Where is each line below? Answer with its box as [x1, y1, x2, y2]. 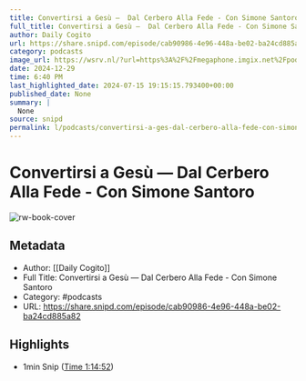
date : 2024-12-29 [9, 65, 76, 74]
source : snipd [9, 115, 64, 124]
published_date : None [9, 89, 92, 98]
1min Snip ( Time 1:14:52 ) [22, 361, 114, 372]
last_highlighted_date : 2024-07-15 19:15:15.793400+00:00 [9, 81, 234, 90]
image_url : [9, 55, 51, 65]
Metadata [9, 238, 66, 254]
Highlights [9, 337, 70, 353]
